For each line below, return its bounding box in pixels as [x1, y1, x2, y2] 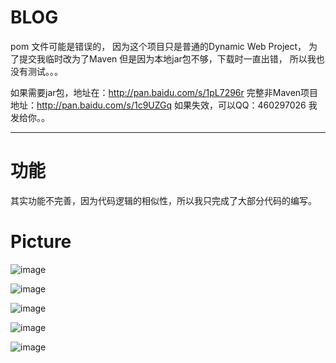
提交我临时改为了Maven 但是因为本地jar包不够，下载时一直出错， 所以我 [18, 52, 317, 65]
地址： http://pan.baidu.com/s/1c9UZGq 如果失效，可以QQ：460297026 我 [10, 99, 318, 111]
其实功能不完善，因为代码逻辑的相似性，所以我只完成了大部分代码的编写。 [10, 194, 317, 206]
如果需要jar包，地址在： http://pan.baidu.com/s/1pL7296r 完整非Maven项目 [10, 86, 319, 98]
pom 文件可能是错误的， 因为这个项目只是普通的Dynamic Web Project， [10, 40, 307, 52]
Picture [10, 231, 72, 253]
